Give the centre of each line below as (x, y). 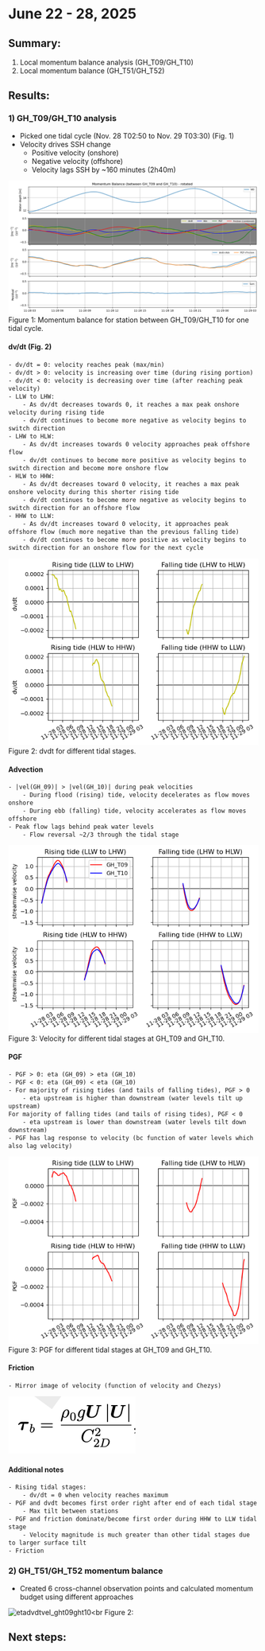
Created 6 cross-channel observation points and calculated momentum (136, 1588)
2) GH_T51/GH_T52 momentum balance (86, 1571)
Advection (26, 769)
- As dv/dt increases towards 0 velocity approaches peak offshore (136, 444)
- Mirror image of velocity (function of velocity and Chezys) (115, 1386)
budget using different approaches (77, 1597)
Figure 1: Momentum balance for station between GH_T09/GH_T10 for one (129, 320)
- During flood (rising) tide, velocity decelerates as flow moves (136, 795)
